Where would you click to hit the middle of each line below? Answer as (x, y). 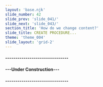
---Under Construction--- (32, 69)
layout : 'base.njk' (25, 10)
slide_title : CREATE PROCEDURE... (41, 33)
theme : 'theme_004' (25, 38)
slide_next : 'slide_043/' (32, 24)
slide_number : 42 (23, 14)
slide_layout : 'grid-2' (30, 42)
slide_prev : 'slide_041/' (32, 19)
